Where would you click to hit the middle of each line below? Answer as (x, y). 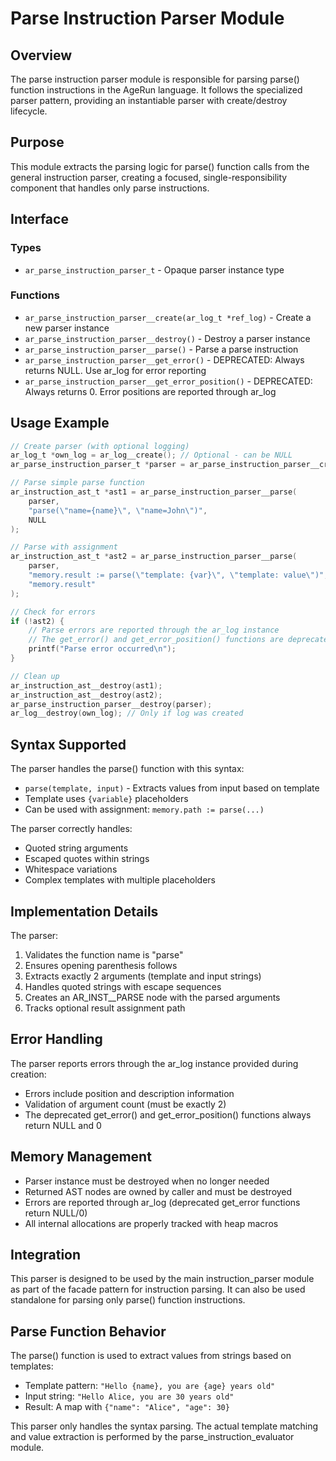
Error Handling (56, 1039)
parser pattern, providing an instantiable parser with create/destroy (149, 100)
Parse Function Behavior (88, 1331)
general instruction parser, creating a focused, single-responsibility (149, 177)
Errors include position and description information (129, 1093)
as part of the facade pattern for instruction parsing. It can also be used (158, 1289)
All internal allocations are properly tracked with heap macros (151, 1223)
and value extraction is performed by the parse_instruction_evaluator (152, 1437)
